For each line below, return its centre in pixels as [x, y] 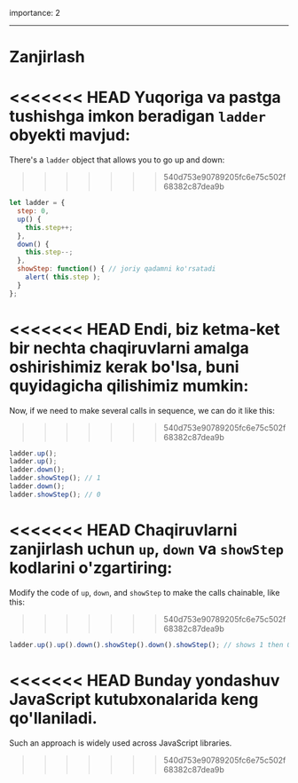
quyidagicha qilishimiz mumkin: [129, 386]
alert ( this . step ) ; [63, 277]
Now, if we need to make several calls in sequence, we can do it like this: [142, 410]
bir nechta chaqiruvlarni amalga [129, 348]
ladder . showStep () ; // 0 [55, 494]
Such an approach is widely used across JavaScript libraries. [121, 743]
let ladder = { [37, 203]
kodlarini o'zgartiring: [91, 568]
